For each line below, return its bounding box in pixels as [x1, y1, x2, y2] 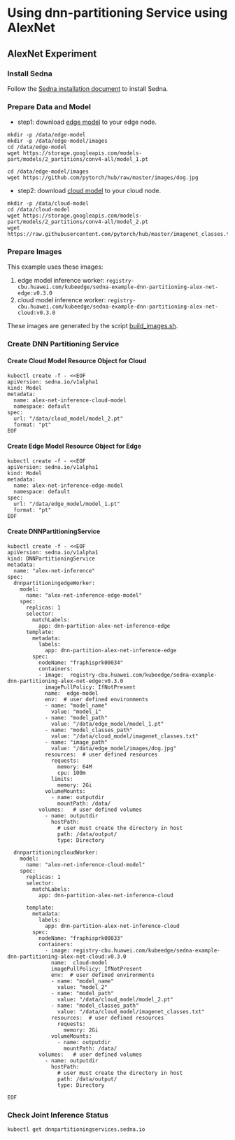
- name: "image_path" [44, 739, 108, 746]
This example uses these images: [7, 262, 104, 271]
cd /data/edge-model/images [7, 168, 90, 176]
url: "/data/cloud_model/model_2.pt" [13, 415, 124, 422]
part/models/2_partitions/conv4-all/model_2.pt [7, 218, 149, 225]
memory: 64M [57, 763, 92, 770]
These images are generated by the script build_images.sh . [7, 322, 178, 330]
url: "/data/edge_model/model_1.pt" [13, 500, 120, 507]
